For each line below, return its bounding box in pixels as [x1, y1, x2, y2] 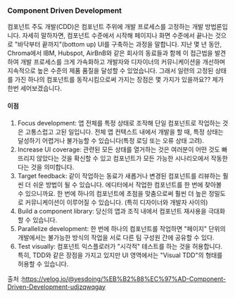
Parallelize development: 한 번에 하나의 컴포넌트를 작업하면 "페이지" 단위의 [17, 224, 227, 232]
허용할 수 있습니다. [17, 259, 69, 268]
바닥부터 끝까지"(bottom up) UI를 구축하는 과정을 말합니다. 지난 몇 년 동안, [17, 40, 222, 49]
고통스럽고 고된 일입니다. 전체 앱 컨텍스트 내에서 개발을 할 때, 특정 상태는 [25, 128, 224, 136]
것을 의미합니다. [30, 163, 75, 171]
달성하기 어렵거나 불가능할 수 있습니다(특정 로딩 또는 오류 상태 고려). [17, 136, 204, 144]
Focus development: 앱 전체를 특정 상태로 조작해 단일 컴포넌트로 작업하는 [17, 118, 222, 127]
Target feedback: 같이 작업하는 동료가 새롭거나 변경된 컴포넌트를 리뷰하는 [17, 171, 222, 180]
